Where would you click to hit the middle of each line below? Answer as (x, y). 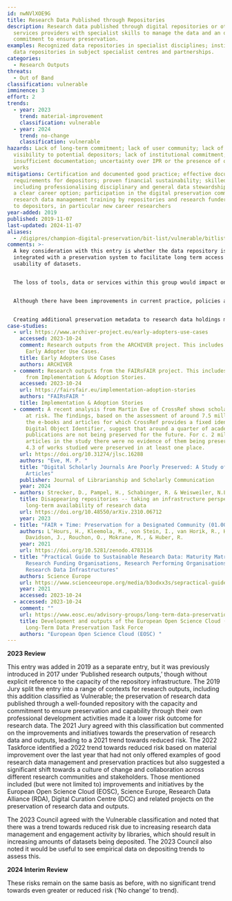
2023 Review (27, 654)
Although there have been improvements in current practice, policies (117, 301)
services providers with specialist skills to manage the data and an (117, 33)
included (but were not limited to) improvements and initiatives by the (106, 784)
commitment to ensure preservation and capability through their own (105, 711)
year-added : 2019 (32, 213)
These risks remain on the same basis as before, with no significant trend (112, 883)
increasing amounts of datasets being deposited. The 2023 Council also (110, 842)
